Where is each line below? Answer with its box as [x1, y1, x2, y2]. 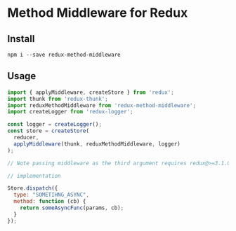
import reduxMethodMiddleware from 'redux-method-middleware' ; [7, 101, 197, 109]
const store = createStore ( [7, 127, 90, 134]
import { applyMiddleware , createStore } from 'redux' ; [7, 89, 174, 96]
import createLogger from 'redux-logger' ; [7, 108, 133, 115]
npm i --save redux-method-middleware [7, 51, 121, 58]
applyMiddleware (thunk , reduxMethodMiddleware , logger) [13, 140, 181, 148]
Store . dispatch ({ [7, 185, 58, 192]
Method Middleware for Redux [7, 5, 188, 21]
